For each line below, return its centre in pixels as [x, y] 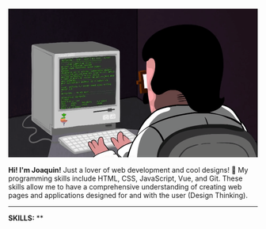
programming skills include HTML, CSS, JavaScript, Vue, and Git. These [125, 178]
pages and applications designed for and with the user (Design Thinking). [128, 195]
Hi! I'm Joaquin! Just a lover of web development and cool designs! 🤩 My [128, 170]
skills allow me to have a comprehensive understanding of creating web [125, 187]
